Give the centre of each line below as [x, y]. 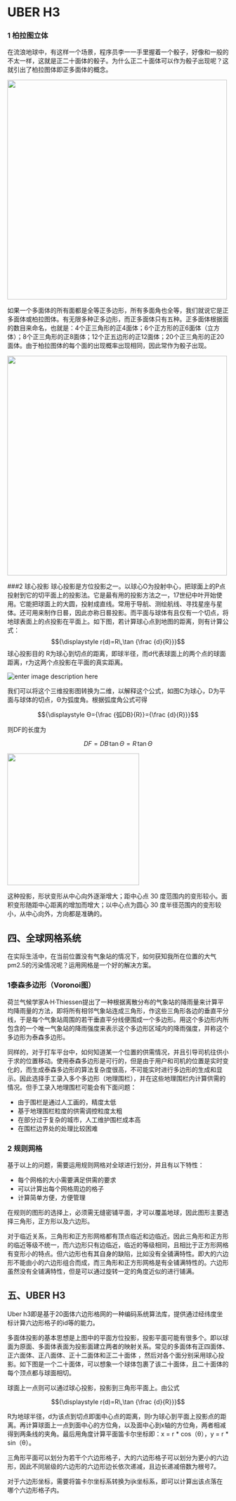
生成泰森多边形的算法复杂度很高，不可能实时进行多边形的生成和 [124, 1069]
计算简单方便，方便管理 [51, 1197]
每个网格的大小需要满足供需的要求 [67, 1180]
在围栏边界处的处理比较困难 [58, 1128]
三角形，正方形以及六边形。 [53, 1221]
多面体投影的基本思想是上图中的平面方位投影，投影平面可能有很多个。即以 [115, 1337]
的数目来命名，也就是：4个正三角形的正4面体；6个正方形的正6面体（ [107, 328]
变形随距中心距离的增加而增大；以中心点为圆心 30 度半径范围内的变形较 [117, 905]
